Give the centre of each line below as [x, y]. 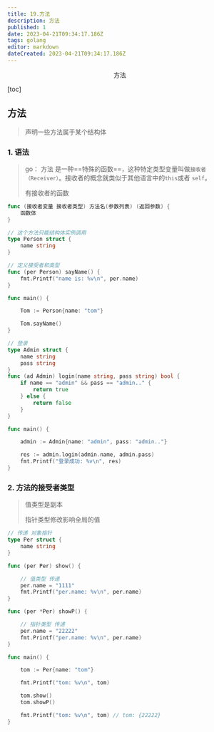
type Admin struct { [38, 350]
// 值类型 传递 [40, 579]
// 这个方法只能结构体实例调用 [47, 232]
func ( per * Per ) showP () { [47, 612]
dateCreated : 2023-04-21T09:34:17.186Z [67, 54]
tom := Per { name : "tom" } [57, 670]
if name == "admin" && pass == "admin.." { [86, 383]
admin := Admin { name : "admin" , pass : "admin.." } [94, 442]
